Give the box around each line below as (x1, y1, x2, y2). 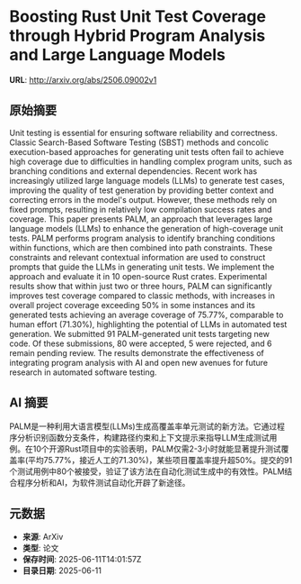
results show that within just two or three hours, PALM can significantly (9, 280, 272, 291)
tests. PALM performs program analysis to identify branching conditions (9, 233, 276, 243)
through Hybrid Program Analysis (9, 25, 266, 46)
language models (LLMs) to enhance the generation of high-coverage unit (9, 223, 284, 233)
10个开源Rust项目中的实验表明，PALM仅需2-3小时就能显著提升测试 (32, 443, 281, 454)
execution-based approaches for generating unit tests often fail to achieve (9, 146, 285, 157)
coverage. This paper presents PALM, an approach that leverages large (9, 214, 273, 224)
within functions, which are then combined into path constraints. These (9, 242, 273, 253)
